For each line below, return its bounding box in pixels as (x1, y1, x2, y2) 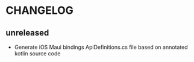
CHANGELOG (5, 4, 74, 17)
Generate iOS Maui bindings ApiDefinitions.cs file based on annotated (14, 43, 188, 51)
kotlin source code (14, 50, 61, 57)
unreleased (5, 28, 49, 38)
